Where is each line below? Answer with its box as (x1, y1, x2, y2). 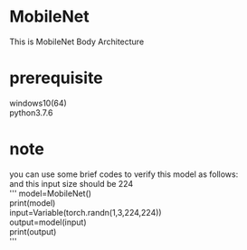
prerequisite (9, 68, 104, 88)
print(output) (9, 226, 57, 236)
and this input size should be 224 (9, 178, 134, 189)
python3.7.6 (9, 106, 53, 118)
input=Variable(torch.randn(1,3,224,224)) (9, 207, 162, 218)
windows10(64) (9, 97, 68, 108)
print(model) (9, 197, 56, 208)
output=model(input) (9, 217, 88, 227)
